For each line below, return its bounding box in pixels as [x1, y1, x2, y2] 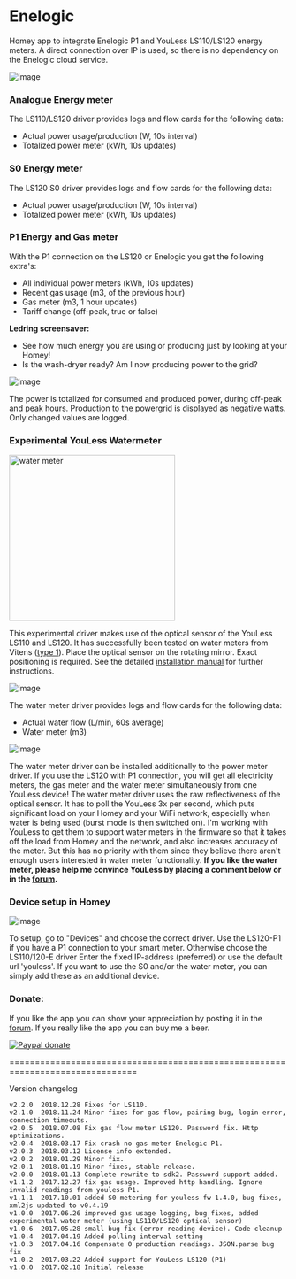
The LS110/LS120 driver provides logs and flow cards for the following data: [9, 113, 285, 125]
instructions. [9, 666, 55, 676]
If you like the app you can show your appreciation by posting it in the [9, 1013, 263, 1023]
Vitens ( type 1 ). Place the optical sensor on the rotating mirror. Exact [9, 647, 258, 658]
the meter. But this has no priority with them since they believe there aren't [9, 845, 281, 856]
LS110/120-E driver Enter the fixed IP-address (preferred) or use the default [9, 952, 283, 962]
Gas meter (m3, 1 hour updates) [21, 297, 138, 307]
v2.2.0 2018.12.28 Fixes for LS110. [9, 1100, 148, 1109]
